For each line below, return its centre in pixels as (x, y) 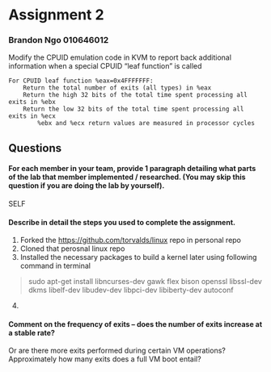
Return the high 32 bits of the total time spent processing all (135, 95)
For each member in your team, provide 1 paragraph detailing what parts (132, 169)
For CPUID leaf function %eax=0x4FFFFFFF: (81, 81)
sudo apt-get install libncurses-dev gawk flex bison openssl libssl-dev (145, 282)
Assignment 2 (56, 15)
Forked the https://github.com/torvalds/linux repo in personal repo (130, 240)
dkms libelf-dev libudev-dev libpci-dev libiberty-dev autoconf (131, 290)
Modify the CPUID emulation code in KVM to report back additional (120, 57)
